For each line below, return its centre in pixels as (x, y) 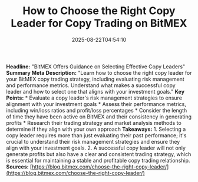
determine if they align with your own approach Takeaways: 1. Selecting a (96, 129)
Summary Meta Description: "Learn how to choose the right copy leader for (99, 72)
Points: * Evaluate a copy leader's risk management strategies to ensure (94, 98)
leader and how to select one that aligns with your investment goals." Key (95, 91)
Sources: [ (19, 167)
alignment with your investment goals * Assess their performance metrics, (96, 104)
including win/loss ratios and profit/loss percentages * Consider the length (97, 110)
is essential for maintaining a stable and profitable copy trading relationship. (98, 160)
